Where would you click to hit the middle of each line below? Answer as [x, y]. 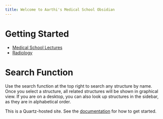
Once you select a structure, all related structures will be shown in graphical [81, 91]
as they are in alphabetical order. [38, 101]
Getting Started [37, 34]
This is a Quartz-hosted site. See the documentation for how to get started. [81, 111]
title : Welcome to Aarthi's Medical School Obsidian [60, 10]
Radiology [22, 52]
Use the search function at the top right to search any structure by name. [79, 86]
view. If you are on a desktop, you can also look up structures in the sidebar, [82, 96]
